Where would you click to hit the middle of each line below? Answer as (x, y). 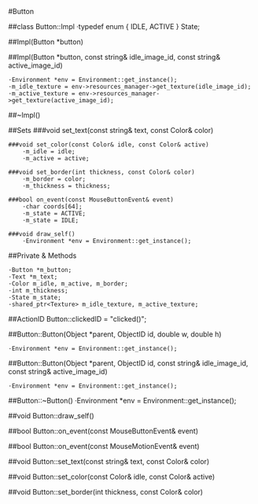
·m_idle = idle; (49, 152)
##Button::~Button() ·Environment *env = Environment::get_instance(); (122, 401)
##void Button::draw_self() (51, 416)
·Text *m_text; (33, 277)
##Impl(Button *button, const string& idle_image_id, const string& (114, 57)
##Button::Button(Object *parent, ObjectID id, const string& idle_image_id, (128, 363)
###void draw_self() (42, 234)
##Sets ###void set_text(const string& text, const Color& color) (111, 130)
